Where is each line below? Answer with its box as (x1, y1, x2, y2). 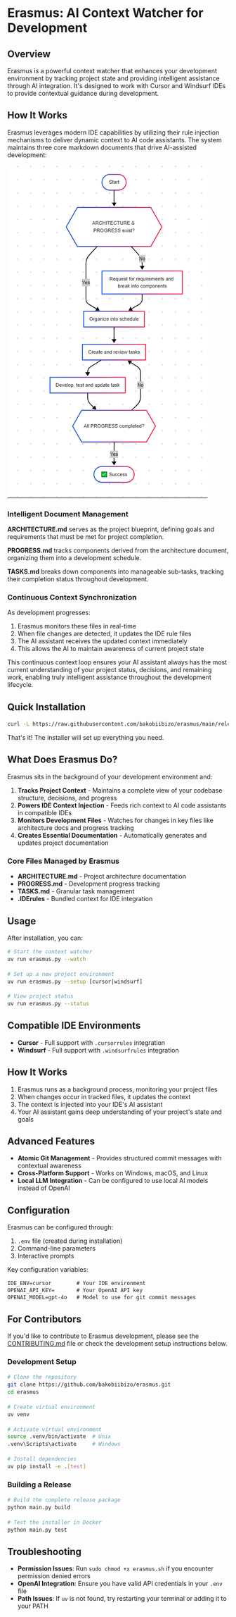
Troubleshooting (7, 1545, 82, 1558)
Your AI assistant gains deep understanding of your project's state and (17, 1108, 223, 1116)
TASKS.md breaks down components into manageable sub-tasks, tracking (7, 567, 224, 576)
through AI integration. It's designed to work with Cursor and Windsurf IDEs (7, 82, 226, 89)
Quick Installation (7, 701, 86, 713)
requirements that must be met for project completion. (7, 533, 164, 541)
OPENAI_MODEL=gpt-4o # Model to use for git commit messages (7, 1294, 197, 1301)
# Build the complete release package (7, 1497, 121, 1504)
